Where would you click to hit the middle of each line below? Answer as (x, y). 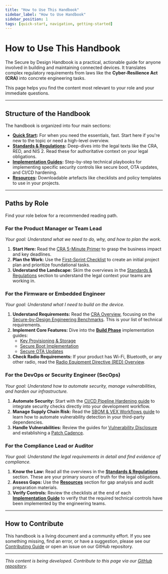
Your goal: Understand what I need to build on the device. (65, 305)
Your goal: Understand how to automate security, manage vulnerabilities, (81, 386)
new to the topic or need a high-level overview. (61, 141)
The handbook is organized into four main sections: (58, 126)
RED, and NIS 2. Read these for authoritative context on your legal (80, 151)
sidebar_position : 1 (27, 19)
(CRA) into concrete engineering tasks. (45, 78)
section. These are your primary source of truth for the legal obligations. (87, 477)
